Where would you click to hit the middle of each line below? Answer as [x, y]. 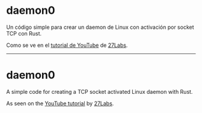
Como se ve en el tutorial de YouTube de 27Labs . [67, 45]
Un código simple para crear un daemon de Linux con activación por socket [100, 27]
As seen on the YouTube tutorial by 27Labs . [60, 103]
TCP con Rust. [24, 33]
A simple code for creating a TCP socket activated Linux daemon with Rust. [99, 91]
